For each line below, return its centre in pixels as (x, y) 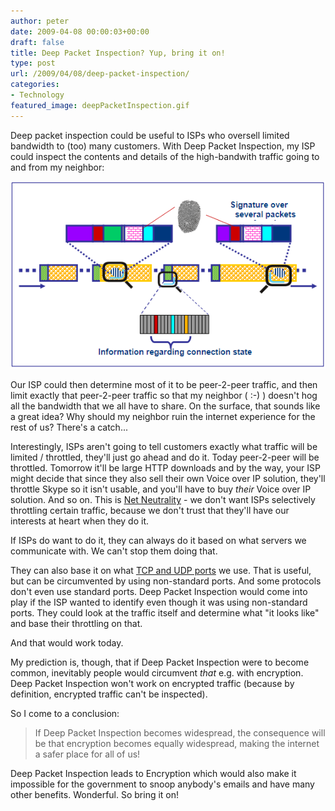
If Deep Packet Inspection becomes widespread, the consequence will (180, 733)
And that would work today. (67, 643)
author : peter (40, 21)
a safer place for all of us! (87, 754)
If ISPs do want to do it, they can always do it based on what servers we (158, 541)
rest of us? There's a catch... (69, 427)
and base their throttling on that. (76, 624)
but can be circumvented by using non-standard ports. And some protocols (166, 581)
